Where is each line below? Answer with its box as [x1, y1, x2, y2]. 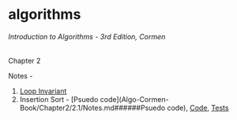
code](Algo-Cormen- [100, 95, 169, 104]
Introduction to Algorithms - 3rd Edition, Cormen [8, 31, 166, 41]
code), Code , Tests [167, 104, 229, 113]
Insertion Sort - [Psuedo [19, 95, 99, 104]
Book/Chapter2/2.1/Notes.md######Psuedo [19, 104, 166, 113]
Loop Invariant [19, 86, 67, 96]
